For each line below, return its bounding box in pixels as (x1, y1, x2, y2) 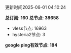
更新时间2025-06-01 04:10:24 (5, 4, 66, 10)
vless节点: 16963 (12, 25, 47, 31)
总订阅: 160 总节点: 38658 (5, 15, 59, 21)
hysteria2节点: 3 (12, 32, 45, 37)
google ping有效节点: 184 (5, 42, 58, 48)
